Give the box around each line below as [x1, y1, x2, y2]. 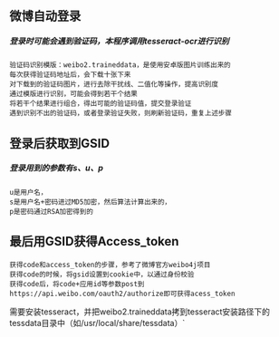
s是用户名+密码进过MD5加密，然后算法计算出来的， [9, 197, 172, 207]
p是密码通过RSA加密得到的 [9, 207, 93, 216]
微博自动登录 [9, 8, 82, 24]
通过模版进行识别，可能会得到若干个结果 [9, 90, 138, 99]
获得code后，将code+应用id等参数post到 [9, 279, 145, 288]
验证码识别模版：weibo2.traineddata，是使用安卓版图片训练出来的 [9, 61, 231, 70]
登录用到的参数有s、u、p [9, 162, 104, 174]
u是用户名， [9, 188, 48, 197]
